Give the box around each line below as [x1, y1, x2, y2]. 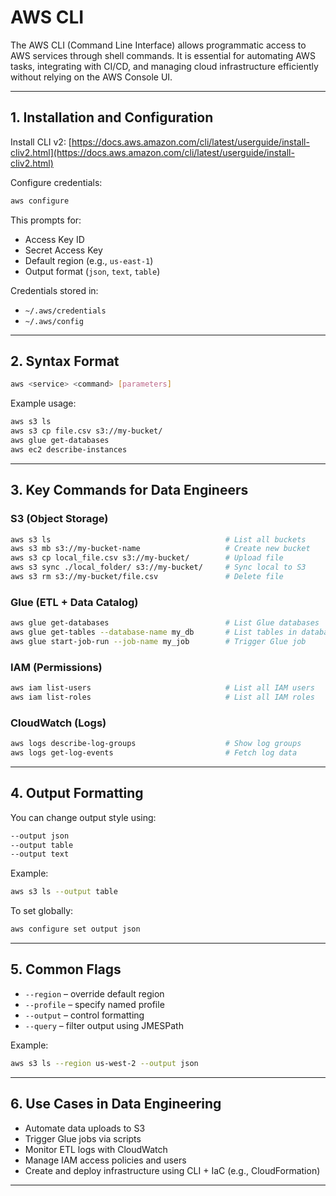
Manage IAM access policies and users [24, 1154, 187, 1166]
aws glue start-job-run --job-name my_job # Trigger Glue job [10, 636, 307, 646]
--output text [10, 849, 70, 860]
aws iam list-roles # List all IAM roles [10, 692, 315, 702]
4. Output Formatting [10, 785, 144, 802]
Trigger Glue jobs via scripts [24, 1132, 142, 1145]
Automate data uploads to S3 [24, 1122, 146, 1134]
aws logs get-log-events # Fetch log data [10, 748, 298, 758]
